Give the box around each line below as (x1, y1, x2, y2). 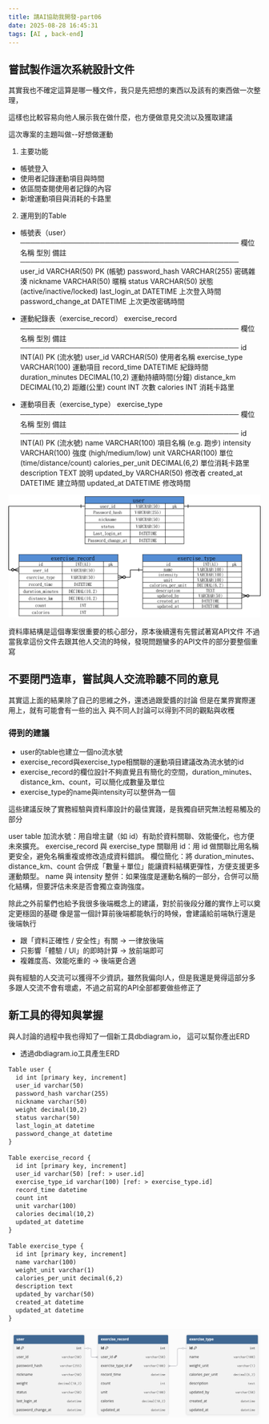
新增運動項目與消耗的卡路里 (19, 193, 112, 204)
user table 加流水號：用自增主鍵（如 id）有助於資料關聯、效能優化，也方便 (8, 831, 255, 840)
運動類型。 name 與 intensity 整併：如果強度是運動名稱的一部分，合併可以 (8, 871, 252, 881)
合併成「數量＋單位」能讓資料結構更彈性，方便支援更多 (77, 861, 260, 871)
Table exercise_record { (8, 1153, 91, 1162)
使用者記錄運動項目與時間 (19, 173, 105, 184)
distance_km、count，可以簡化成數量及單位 (19, 777, 166, 787)
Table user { (8, 1065, 52, 1073)
